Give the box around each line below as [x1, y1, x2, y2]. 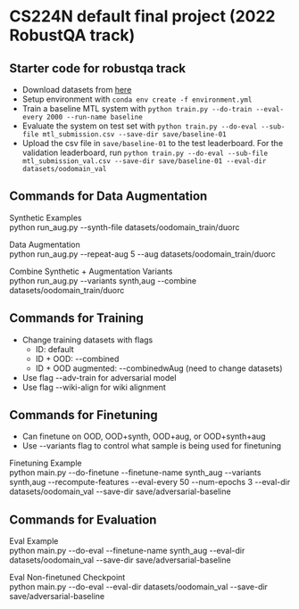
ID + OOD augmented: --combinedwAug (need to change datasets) [35, 363, 283, 374]
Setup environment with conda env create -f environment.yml [21, 94, 253, 104]
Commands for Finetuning [9, 407, 158, 423]
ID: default [35, 343, 74, 354]
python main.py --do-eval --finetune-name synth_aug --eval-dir [9, 546, 245, 556]
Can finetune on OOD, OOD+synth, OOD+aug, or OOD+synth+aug [21, 431, 266, 442]
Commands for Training [9, 310, 145, 326]
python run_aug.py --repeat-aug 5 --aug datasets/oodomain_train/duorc [9, 248, 276, 259]
